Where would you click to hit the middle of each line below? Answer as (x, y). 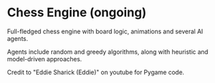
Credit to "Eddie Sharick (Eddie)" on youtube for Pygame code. (96, 72)
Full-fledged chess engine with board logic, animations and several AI (105, 31)
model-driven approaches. (44, 59)
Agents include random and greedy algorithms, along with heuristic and (108, 52)
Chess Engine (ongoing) (77, 13)
